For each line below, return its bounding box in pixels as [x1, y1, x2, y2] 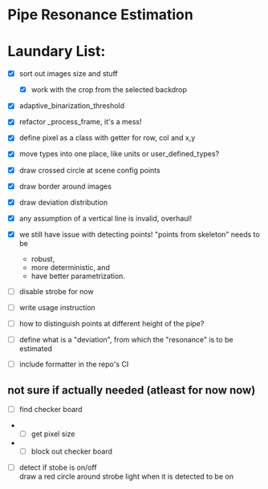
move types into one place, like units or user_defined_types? [18, 149, 220, 159]
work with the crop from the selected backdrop [30, 85, 188, 95]
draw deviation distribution [18, 197, 108, 207]
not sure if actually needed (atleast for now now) [7, 383, 256, 397]
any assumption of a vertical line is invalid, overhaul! [18, 213, 193, 223]
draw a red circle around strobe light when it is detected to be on [18, 471, 234, 482]
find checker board [18, 404, 83, 414]
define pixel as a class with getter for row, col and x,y [18, 133, 196, 143]
